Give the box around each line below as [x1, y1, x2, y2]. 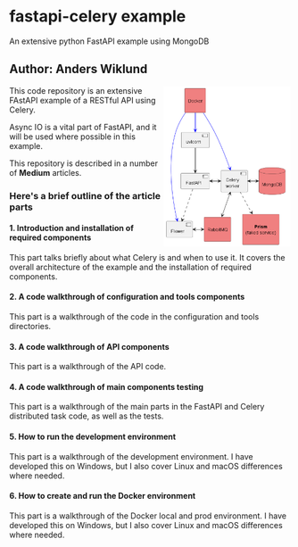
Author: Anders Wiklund [9, 62, 148, 77]
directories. [9, 321, 52, 332]
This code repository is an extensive [9, 85, 143, 95]
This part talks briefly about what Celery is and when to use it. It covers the [9, 252, 286, 262]
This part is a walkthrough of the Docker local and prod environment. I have [9, 510, 287, 521]
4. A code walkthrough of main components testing [9, 381, 203, 392]
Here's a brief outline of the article [9, 189, 161, 202]
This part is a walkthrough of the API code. [9, 361, 167, 372]
